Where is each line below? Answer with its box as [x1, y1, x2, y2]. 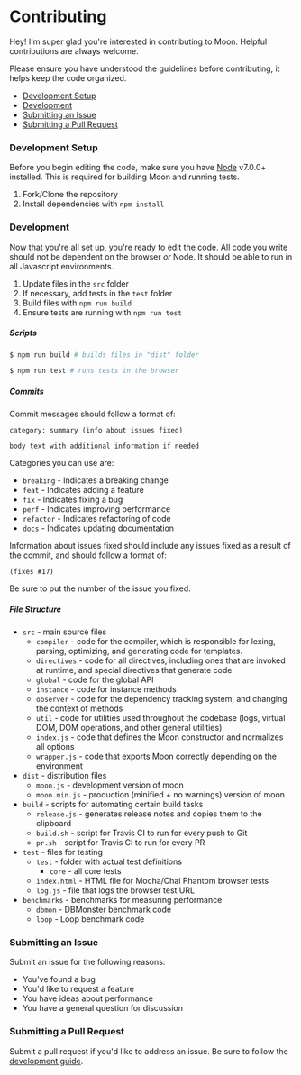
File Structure [9, 604, 61, 615]
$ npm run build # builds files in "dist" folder [9, 350, 200, 360]
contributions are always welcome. [9, 45, 140, 56]
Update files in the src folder [22, 278, 129, 289]
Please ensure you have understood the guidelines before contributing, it [9, 63, 280, 74]
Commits [9, 386, 45, 396]
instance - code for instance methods [35, 684, 178, 695]
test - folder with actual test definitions [35, 856, 183, 867]
